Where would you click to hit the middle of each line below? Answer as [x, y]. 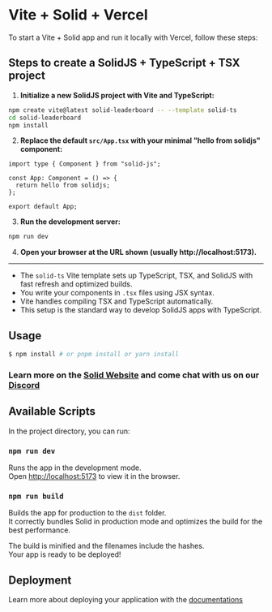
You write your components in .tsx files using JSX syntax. [117, 293]
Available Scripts [52, 412]
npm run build [36, 496]
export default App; [43, 207]
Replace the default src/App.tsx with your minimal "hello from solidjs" [140, 140]
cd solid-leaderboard [45, 118]
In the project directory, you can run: [69, 431]
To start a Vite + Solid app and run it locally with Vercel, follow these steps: [133, 37]
